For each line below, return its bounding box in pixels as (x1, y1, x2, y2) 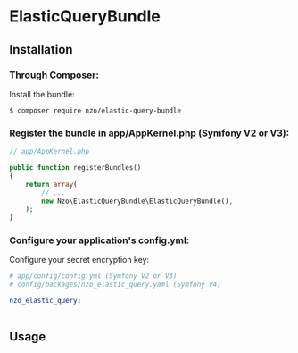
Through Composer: (9, 69, 100, 81)
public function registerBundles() (9, 164, 142, 172)
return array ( (25, 180, 78, 189)
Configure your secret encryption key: (9, 255, 150, 265)
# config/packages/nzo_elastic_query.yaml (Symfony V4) (9, 280, 221, 290)
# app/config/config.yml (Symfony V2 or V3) (9, 272, 178, 281)
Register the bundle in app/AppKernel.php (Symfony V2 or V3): (9, 127, 290, 139)
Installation (9, 42, 73, 57)
